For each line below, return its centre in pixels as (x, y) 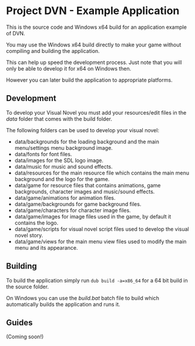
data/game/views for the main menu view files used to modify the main (100, 241)
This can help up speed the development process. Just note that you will (94, 62)
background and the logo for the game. (62, 179)
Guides (20, 322)
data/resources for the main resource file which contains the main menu (102, 173)
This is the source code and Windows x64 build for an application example (96, 27)
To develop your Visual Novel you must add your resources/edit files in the (96, 112)
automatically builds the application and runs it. (63, 304)
